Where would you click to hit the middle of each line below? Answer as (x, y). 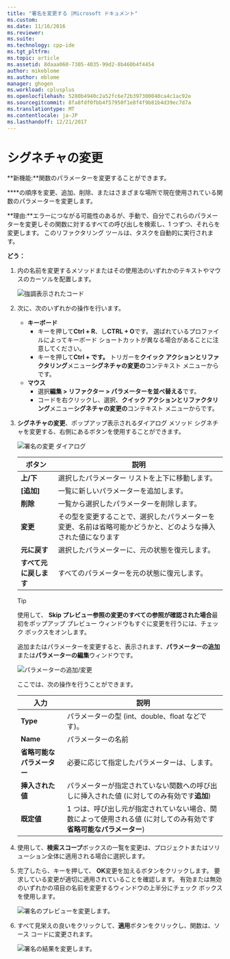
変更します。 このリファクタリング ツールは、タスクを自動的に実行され (107, 233)
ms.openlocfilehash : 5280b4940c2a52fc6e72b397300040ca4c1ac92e (99, 97)
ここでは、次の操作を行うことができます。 (77, 684)
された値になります (89, 537)
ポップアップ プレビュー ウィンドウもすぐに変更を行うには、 (115, 624)
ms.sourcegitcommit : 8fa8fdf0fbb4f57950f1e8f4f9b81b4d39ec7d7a (99, 103)
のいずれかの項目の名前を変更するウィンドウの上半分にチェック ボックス (120, 888)
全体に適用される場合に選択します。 (98, 856)
